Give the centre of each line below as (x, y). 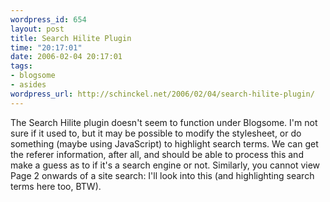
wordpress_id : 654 (48, 19)
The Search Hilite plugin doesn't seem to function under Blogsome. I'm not (164, 122)
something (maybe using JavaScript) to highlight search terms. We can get (164, 143)
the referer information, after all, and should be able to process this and (157, 154)
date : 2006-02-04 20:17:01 (66, 57)
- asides (28, 85)
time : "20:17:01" (46, 47)
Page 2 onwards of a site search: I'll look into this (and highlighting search (162, 175)
